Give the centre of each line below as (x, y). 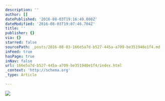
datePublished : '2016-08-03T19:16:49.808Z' (51, 19)
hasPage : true (20, 56)
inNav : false (19, 61)
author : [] (17, 14)
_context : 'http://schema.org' (38, 70)
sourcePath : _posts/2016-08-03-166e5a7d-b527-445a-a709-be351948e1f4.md (83, 47)
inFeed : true (19, 51)
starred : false (21, 42)
